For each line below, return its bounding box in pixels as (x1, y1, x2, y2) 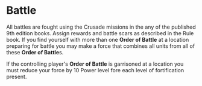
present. (6, 73, 27, 80)
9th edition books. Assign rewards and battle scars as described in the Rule (6, 29, 194, 36)
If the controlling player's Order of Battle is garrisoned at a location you (6, 60, 184, 67)
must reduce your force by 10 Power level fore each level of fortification (6, 66, 185, 73)
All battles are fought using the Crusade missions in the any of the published (6, 23, 196, 30)
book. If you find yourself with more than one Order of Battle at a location (6, 36, 189, 43)
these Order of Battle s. (6, 48, 64, 56)
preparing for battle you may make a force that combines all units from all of (6, 42, 195, 50)
